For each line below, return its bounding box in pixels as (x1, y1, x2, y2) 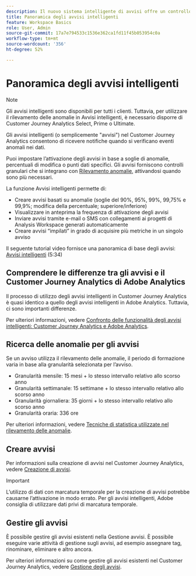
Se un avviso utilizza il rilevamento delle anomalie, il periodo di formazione (6, 355, 185, 362)
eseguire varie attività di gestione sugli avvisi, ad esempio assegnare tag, (6, 539, 182, 546)
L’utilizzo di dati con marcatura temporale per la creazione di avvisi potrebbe (6, 488, 190, 495)
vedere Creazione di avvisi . (6, 466, 72, 473)
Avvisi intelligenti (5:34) (6, 251, 63, 258)
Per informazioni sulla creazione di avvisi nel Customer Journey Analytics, (6, 460, 184, 467)
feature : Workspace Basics (6, 19, 72, 25)
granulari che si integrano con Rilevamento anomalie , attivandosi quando (6, 167, 181, 174)
